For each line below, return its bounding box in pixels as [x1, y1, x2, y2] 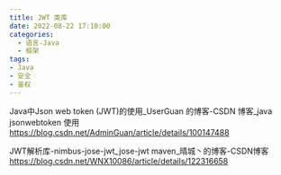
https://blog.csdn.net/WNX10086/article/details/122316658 [9, 155, 229, 166]
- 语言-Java [17, 38, 60, 48]
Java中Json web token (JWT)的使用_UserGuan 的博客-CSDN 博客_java [9, 105, 273, 117]
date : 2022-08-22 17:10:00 [9, 22, 111, 31]
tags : [9, 55, 30, 64]
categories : [9, 30, 54, 39]
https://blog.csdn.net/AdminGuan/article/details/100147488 [9, 127, 230, 137]
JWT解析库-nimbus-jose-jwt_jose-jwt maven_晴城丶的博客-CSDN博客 [9, 145, 269, 156]
